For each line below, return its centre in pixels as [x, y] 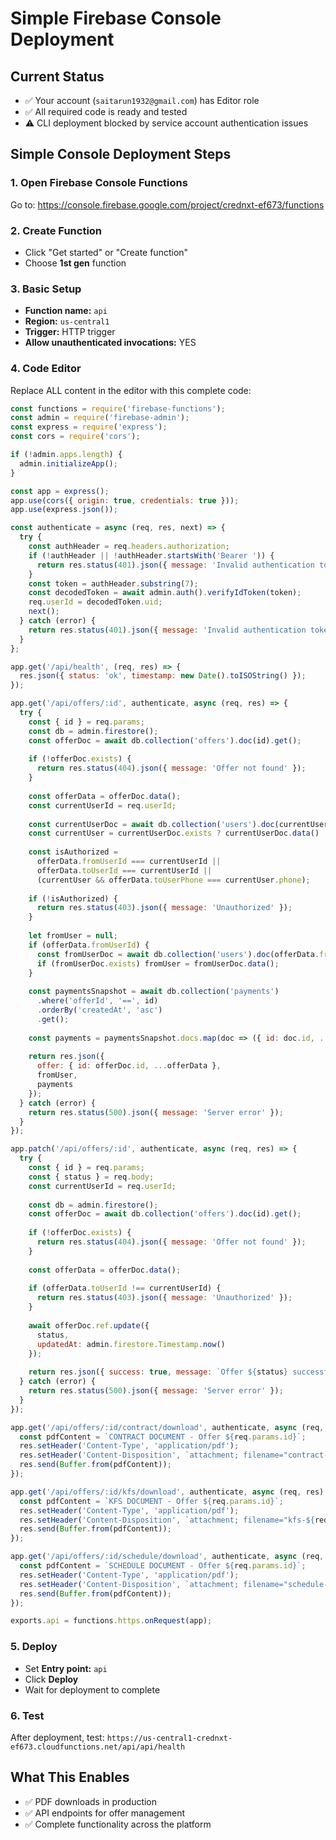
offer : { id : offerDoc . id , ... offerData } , [129, 1066]
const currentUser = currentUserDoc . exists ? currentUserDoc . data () [174, 833]
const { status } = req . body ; [91, 1177]
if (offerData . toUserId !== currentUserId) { [125, 1288]
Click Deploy [51, 1679]
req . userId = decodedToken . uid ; [95, 602]
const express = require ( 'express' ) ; [89, 427]
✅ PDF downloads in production [91, 1801]
